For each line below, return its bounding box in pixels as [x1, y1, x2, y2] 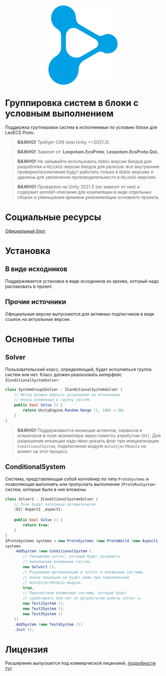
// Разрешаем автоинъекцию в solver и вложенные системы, [23, 570, 145, 574]
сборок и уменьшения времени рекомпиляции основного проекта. [17, 194, 160, 200]
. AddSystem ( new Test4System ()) [14, 622, 83, 627]
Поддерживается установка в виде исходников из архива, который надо [5, 278, 159, 284]
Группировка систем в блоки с [5, 98, 139, 109]
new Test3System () [23, 611, 63, 617]
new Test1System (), [23, 601, 65, 606]
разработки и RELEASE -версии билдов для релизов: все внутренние [17, 163, 160, 169]
